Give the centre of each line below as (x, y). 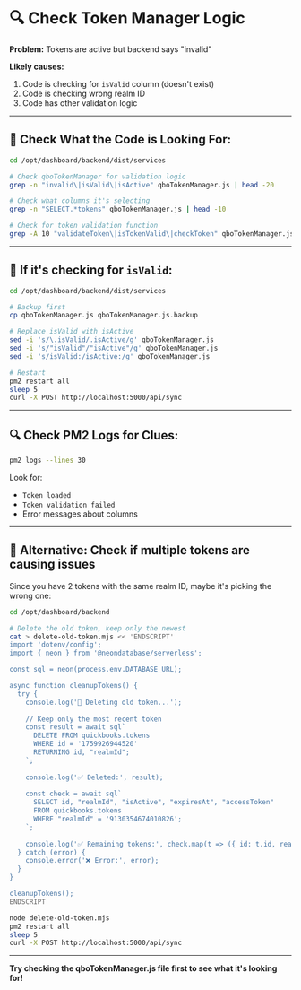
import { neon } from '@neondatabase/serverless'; (106, 653)
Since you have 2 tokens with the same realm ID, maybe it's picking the (141, 586)
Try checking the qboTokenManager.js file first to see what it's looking (143, 968)
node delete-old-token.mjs (60, 918)
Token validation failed (69, 505)
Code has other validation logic (80, 103)
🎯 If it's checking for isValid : (91, 270)
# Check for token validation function (84, 226)
